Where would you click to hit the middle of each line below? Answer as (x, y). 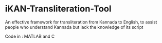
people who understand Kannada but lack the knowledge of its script (74, 27)
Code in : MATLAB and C (30, 36)
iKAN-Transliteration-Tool (58, 9)
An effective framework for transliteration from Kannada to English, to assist (81, 22)
